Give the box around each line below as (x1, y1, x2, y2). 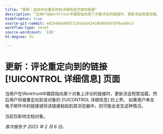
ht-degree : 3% (5, 35, 34, 40)
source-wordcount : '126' (5, 30, 55, 35)
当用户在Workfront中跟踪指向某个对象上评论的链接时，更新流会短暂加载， (5, 90, 153, 96)
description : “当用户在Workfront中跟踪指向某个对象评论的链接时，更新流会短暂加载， (5, 12, 161, 17)
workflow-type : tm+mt (5, 25, 49, 30)
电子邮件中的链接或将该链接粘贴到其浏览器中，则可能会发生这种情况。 (5, 103, 146, 109)
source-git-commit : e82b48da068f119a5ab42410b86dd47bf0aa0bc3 (5, 21, 134, 26)
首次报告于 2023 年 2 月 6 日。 (5, 123, 67, 130)
